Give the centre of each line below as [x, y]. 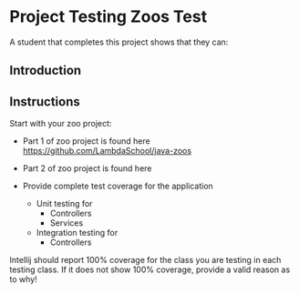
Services [67, 223]
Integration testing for [77, 233]
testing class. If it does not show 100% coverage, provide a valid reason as [150, 269]
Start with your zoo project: [61, 124]
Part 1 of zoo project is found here [86, 141]
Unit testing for [64, 204]
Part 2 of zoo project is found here [87, 168]
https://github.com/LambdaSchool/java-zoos [107, 151]
